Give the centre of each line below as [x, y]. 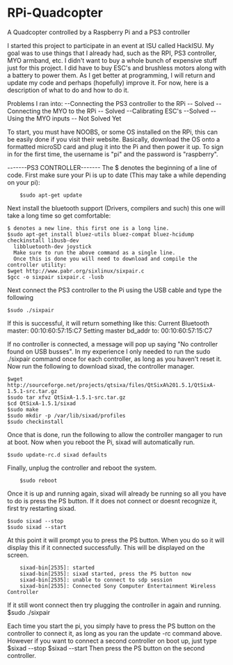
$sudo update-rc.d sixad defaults [57, 454]
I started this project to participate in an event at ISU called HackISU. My [111, 45]
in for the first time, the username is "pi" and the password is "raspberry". [113, 154]
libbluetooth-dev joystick [53, 246]
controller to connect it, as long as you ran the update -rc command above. [115, 633]
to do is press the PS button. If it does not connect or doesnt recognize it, [112, 500]
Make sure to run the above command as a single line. [95, 252]
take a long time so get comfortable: [59, 215]
